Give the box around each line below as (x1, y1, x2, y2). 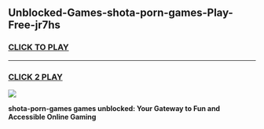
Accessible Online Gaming (8, 112, 97, 121)
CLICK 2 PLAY (8, 71, 63, 82)
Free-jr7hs (8, 19, 61, 32)
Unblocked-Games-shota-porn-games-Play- (8, 6, 233, 20)
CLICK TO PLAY (8, 42, 69, 53)
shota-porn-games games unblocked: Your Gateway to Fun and (8, 103, 221, 113)
